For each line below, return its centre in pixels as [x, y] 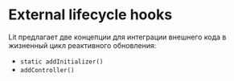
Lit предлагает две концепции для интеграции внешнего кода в [117, 37]
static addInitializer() [62, 62]
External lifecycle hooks [90, 15]
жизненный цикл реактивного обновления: [82, 45]
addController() [47, 70]
